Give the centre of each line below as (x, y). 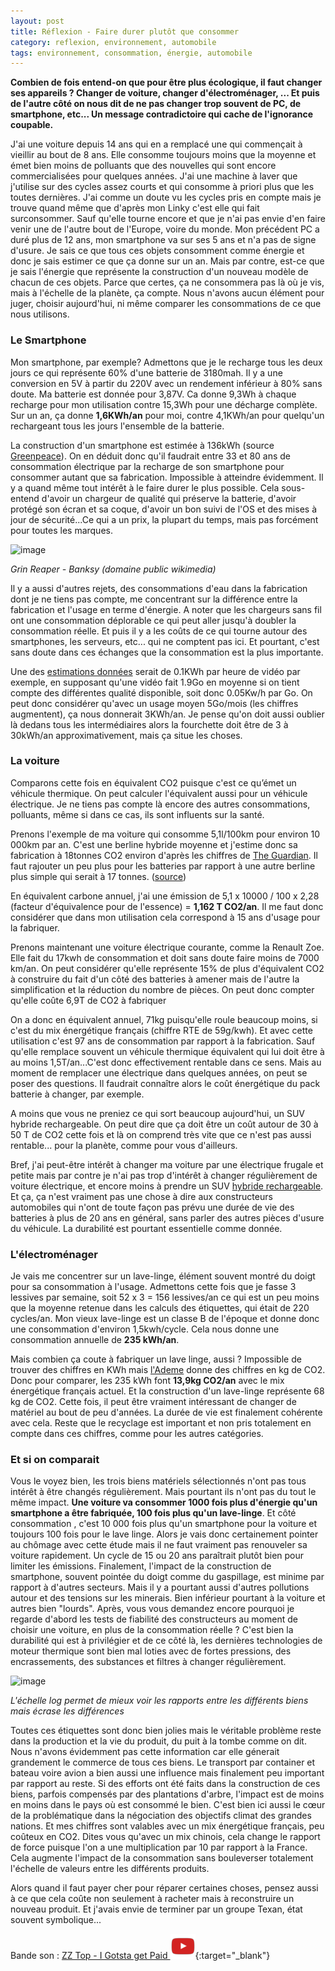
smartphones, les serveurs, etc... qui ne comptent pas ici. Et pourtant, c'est (165, 641)
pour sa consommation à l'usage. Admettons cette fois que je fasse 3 (153, 1287)
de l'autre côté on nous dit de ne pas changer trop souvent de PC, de (156, 104)
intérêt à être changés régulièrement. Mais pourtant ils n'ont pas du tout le (163, 1492)
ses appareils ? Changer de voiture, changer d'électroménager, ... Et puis (165, 93)
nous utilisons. (40, 314)
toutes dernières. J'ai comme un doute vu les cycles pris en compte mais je (166, 197)
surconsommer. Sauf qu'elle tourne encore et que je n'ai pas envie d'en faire (168, 219)
